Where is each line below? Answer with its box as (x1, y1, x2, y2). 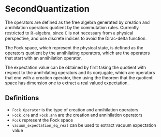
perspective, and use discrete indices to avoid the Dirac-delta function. (5, 35, 146, 41)
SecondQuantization (5, 3, 90, 15)
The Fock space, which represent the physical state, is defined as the (5, 45, 144, 50)
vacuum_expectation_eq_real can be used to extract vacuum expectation (12, 122, 156, 128)
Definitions (5, 94, 39, 102)
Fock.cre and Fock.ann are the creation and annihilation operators (12, 112, 143, 118)
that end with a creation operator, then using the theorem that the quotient (5, 75, 153, 80)
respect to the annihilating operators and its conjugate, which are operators (5, 69, 156, 76)
